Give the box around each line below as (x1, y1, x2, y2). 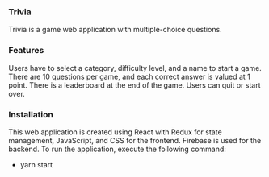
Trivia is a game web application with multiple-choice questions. (8, 25, 222, 35)
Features (8, 45, 44, 56)
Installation (8, 109, 54, 120)
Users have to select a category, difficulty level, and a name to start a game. (8, 63, 263, 72)
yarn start (19, 159, 53, 169)
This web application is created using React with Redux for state (8, 127, 222, 137)
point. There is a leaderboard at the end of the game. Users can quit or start (8, 80, 261, 90)
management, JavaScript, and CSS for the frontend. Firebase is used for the (8, 135, 262, 145)
